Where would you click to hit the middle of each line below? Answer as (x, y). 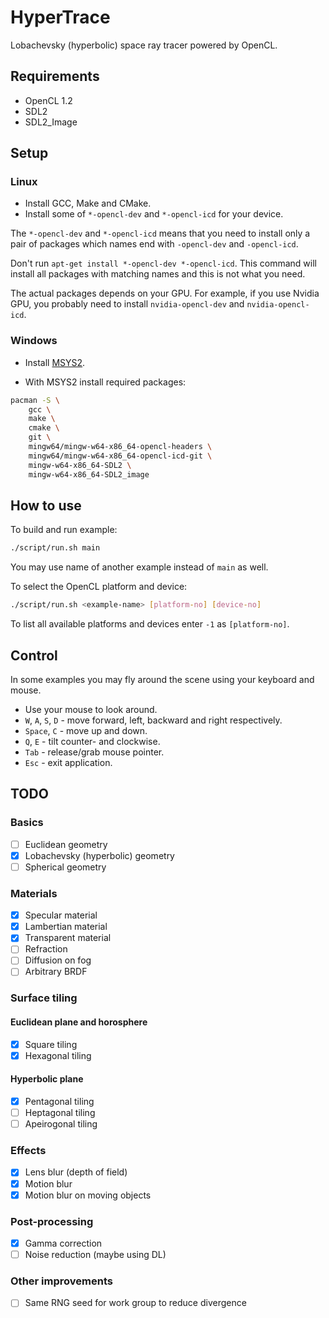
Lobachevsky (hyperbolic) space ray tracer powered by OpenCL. (144, 45)
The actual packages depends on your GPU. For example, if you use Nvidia (165, 293)
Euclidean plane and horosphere (79, 1022)
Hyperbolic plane (47, 1079)
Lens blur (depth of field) (76, 1172)
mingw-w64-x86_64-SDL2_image (89, 474)
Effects (28, 1151)
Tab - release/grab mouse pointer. (94, 752)
